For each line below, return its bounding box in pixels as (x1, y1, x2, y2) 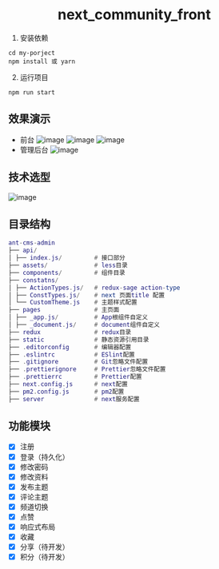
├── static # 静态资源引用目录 (8, 336, 149, 344)
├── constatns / (8, 276, 59, 284)
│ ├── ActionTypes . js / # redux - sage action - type (8, 284, 181, 292)
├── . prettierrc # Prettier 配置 (8, 373, 142, 381)
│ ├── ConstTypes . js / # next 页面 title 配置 (8, 291, 165, 299)
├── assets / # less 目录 (8, 261, 128, 269)
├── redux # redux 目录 (8, 328, 132, 336)
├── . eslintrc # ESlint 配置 (8, 350, 135, 359)
